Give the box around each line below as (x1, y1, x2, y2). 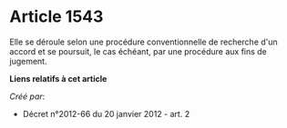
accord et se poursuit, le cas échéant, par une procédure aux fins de (9, 45, 267, 56)
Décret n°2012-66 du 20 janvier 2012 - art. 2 (22, 108, 190, 119)
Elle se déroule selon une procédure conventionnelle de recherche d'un (9, 36, 278, 47)
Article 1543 (9, 6, 104, 27)
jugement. (9, 55, 47, 66)
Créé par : (9, 91, 46, 102)
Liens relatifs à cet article (9, 73, 108, 84)
